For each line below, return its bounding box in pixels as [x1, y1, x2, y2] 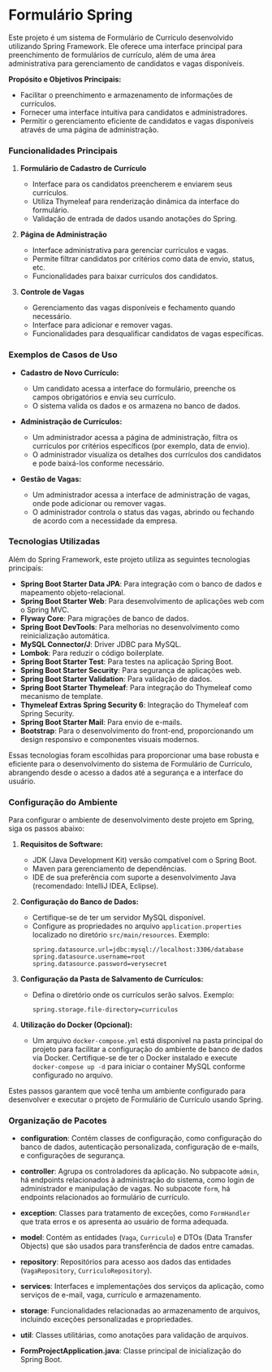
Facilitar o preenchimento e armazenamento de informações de [19, 90, 233, 99]
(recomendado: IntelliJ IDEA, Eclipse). [32, 881, 159, 891]
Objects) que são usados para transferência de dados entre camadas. [19, 1241, 254, 1251]
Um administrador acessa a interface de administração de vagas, [32, 490, 251, 500]
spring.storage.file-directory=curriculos [32, 1006, 179, 1014]
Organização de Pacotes [8, 1115, 107, 1126]
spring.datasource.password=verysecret [32, 960, 168, 968]
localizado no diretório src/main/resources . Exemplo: [32, 930, 209, 940]
